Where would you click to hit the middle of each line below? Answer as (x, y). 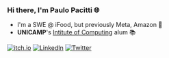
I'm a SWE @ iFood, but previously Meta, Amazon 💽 (90, 25)
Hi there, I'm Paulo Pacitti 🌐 (53, 10)
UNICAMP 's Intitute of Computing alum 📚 (76, 32)
